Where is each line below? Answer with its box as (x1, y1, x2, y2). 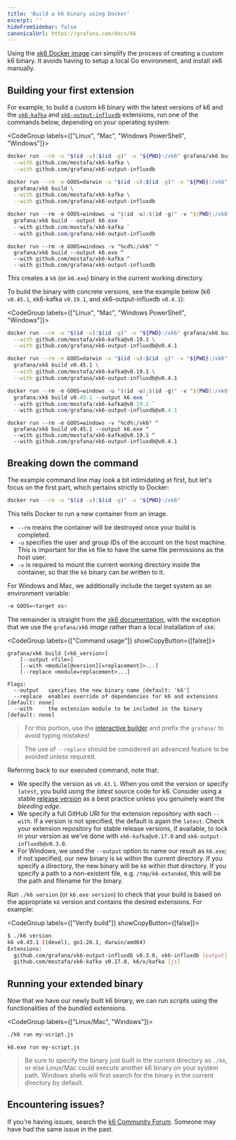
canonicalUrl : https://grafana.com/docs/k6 (7, 30, 137, 37)
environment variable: (7, 589, 70, 597)
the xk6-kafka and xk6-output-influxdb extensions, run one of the (7, 110, 199, 119)
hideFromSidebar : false (7, 23, 77, 30)
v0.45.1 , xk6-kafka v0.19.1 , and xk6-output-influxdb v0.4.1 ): (7, 294, 185, 303)
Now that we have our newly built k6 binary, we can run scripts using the (7, 997, 218, 1005)
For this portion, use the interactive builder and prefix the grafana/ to (24, 723, 224, 732)
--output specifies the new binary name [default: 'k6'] (13, 686, 190, 694)
